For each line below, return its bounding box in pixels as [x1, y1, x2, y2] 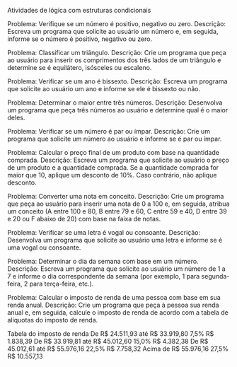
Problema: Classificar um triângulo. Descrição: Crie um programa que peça [7, 49, 226, 57]
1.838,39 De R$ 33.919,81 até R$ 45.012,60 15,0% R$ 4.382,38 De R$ [7, 337, 209, 345]
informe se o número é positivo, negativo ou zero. [7, 35, 153, 43]
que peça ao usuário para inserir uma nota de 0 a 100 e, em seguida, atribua [7, 199, 230, 208]
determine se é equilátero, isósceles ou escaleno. [7, 64, 152, 71]
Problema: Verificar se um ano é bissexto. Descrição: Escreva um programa [7, 77, 228, 86]
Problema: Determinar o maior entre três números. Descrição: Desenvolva [7, 98, 223, 107]
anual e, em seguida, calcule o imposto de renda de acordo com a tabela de [7, 308, 229, 317]
